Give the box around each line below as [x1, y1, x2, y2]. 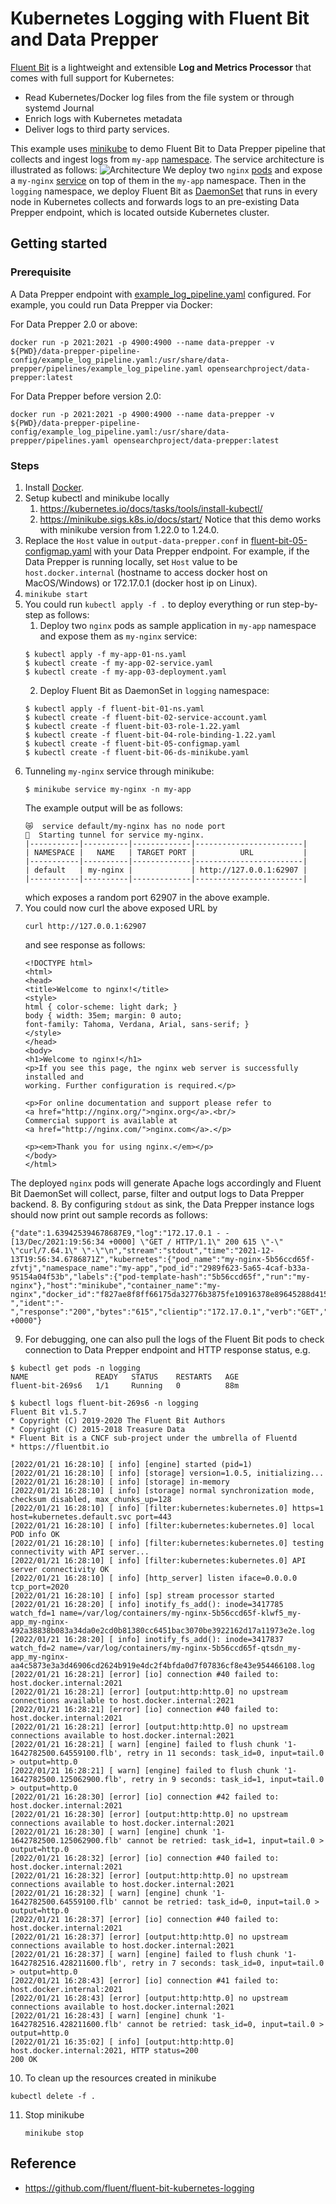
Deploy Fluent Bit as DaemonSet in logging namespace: [39, 684, 270, 696]
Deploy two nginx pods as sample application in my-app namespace [39, 619, 317, 631]
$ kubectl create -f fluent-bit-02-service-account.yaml [24, 712, 268, 722]
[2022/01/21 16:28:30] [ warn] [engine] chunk [10, 1827, 208, 1837]
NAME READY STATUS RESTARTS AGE [10, 1372, 240, 1382]
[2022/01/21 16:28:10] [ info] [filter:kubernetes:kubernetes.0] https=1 [10, 1503, 325, 1513]
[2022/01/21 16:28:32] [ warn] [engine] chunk [10, 1888, 208, 1898]
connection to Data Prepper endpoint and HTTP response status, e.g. [24, 1343, 311, 1356]
